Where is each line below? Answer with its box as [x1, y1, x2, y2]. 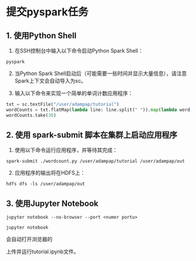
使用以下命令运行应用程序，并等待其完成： [14, 147, 118, 154]
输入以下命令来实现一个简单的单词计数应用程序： [14, 90, 133, 97]
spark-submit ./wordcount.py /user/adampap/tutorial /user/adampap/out [6, 158, 185, 164]
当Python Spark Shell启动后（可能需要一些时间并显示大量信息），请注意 [14, 70, 187, 77]
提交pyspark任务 [6, 5, 89, 19]
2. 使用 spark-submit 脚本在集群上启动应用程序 [6, 130, 178, 140]
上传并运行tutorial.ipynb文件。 [6, 248, 79, 255]
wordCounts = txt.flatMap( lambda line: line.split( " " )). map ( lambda [6, 107, 177, 113]
